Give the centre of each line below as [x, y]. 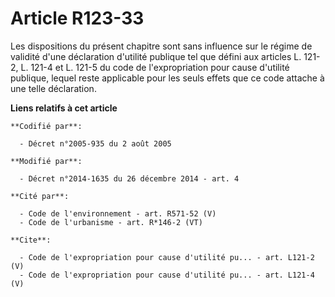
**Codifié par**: [46, 126]
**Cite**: [31, 240]
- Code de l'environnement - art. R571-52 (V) [118, 213]
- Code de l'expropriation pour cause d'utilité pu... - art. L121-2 [167, 257]
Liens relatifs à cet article [64, 108]
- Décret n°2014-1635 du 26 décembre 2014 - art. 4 [129, 178]
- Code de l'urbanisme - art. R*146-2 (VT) [111, 222]
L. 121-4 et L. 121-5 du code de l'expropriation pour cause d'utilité [155, 67]
